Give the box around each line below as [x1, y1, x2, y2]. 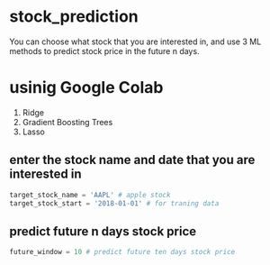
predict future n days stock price [9, 224, 197, 239]
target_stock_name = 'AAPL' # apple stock [9, 190, 171, 199]
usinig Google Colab [9, 78, 164, 98]
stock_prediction [9, 6, 139, 27]
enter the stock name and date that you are [9, 152, 256, 168]
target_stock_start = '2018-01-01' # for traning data [9, 198, 220, 208]
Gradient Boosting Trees [22, 116, 113, 127]
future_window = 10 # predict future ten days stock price [9, 248, 236, 257]
